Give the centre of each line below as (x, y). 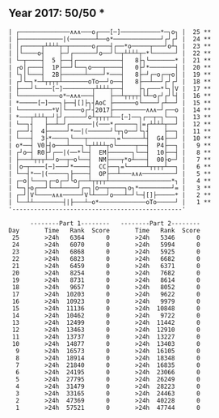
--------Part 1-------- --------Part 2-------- (115, 223)
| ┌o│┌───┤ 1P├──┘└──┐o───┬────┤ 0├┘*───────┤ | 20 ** (110, 67)
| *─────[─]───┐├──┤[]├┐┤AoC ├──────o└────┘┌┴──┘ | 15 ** (110, 103)
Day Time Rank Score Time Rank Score (104, 230)
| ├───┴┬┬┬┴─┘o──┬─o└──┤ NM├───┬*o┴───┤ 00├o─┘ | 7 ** (110, 160)
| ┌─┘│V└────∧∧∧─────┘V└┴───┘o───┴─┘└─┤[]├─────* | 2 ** (110, 195)
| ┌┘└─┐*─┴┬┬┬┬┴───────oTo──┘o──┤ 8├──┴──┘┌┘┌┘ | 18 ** (110, 81)
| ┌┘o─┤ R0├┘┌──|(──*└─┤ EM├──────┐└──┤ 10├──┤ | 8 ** (110, 152)
